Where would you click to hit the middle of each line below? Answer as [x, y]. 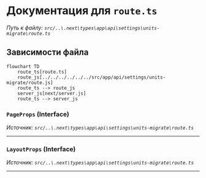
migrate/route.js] [30, 83]
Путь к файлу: [25, 28]
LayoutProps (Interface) [41, 149]
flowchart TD [23, 66]
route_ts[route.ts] [42, 72]
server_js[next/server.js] [52, 93]
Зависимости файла [48, 52]
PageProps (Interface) [38, 114]
